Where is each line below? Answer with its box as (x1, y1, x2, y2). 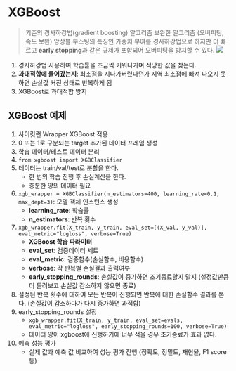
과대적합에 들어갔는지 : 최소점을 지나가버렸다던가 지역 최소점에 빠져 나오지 (18, 70, 219, 78)
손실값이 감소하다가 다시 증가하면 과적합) (29, 299, 141, 307)
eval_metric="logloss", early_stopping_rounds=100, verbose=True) (28, 323, 228, 330)
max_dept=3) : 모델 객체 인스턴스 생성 (18, 197, 119, 206)
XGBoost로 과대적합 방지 (18, 87, 87, 96)
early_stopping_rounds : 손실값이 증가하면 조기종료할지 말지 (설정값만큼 (28, 272, 229, 281)
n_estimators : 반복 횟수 (28, 215, 96, 223)
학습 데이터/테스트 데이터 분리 (18, 147, 100, 155)
